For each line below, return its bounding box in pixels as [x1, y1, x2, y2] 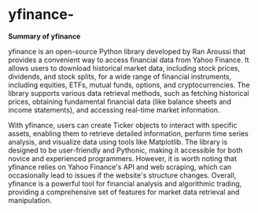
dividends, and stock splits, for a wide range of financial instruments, [8, 72, 232, 81]
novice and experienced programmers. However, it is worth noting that [8, 153, 238, 163]
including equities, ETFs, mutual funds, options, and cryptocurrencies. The [8, 80, 250, 90]
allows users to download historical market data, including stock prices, [8, 63, 240, 72]
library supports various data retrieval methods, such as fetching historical [8, 88, 249, 97]
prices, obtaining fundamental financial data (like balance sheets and [8, 97, 232, 106]
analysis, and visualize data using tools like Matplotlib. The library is [8, 137, 228, 146]
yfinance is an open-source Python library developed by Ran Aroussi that [8, 46, 246, 56]
